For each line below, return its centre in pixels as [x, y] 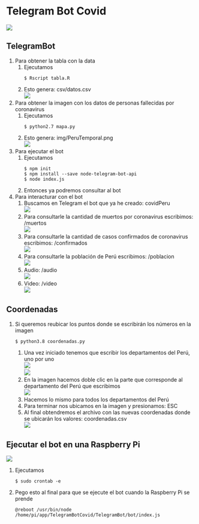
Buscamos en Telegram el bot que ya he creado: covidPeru [97, 203]
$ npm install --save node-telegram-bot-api [80, 174]
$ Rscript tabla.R [47, 78]
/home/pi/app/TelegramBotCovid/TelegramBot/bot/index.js [88, 515]
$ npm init [37, 169]
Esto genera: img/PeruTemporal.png [68, 138]
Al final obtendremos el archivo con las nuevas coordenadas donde [107, 412]
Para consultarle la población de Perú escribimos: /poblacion [99, 256]
